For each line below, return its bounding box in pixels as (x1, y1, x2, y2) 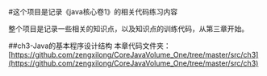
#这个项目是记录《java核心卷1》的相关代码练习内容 (8, 7, 178, 16)
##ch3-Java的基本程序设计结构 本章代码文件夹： (8, 41, 171, 50)
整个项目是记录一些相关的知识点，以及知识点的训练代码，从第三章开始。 (8, 24, 248, 34)
